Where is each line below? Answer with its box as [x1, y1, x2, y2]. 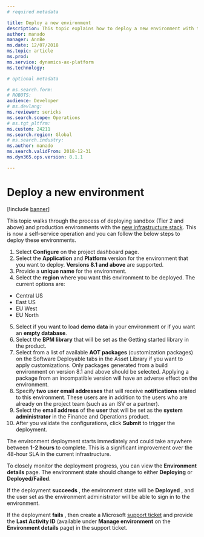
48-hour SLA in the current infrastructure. [7, 450, 111, 457]
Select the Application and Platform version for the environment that [15, 255, 188, 262]
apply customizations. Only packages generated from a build [15, 361, 168, 369]
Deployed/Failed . [7, 475, 51, 482]
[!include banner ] [7, 205, 50, 212]
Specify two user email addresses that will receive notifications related [15, 387, 196, 394]
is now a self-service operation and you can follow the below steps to [7, 230, 180, 237]
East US [15, 298, 36, 305]
